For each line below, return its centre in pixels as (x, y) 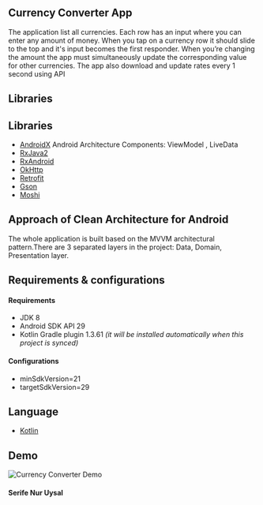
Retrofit (32, 178)
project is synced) (49, 343)
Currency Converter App (70, 13)
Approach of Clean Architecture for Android (118, 220)
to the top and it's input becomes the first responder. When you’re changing (131, 49)
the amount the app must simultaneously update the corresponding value (128, 57)
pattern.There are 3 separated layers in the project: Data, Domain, (115, 247)
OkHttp (31, 170)
